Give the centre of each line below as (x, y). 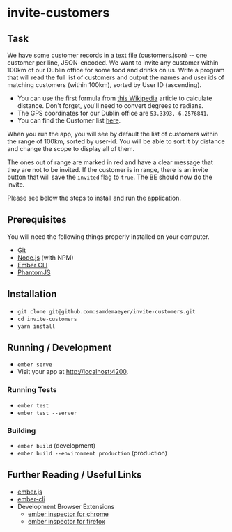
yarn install (36, 326)
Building (22, 430)
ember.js (30, 492)
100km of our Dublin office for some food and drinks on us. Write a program (116, 70)
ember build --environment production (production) (92, 453)
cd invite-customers (47, 319)
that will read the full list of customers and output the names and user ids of (116, 77)
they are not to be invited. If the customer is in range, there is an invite (108, 170)
